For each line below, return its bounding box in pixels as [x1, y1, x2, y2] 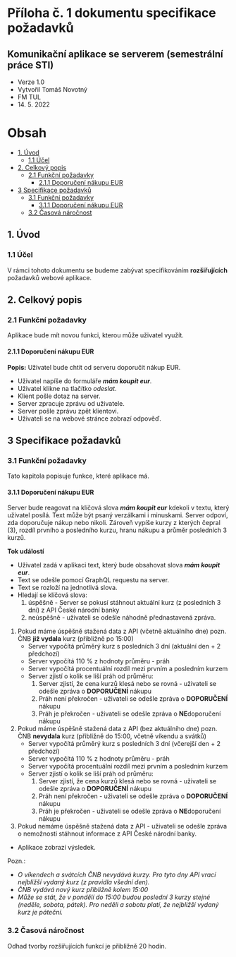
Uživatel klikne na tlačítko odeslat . [17, 384, 118, 392]
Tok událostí [7, 547, 44, 555]
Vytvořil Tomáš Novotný [17, 85, 88, 93]
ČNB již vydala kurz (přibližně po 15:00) [17, 634, 134, 643]
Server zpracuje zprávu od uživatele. [17, 399, 125, 407]
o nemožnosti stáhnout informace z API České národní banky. [17, 829, 197, 838]
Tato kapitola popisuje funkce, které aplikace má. [7, 471, 149, 481]
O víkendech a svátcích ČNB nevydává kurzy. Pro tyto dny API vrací [17, 870, 216, 879]
